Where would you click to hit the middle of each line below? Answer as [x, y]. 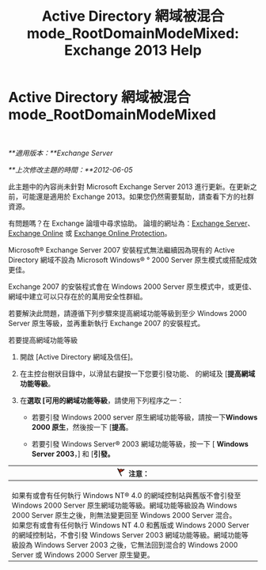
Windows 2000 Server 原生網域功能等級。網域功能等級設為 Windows [124, 505]
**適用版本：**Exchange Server [61, 153]
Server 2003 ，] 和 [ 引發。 [73, 454]
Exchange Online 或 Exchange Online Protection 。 [90, 233]
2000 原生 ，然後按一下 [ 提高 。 [82, 427]
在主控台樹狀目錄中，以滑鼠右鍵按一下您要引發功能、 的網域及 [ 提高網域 [137, 374]
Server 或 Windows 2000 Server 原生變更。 [83, 554]
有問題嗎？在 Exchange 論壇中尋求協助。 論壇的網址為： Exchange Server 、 [131, 223]
